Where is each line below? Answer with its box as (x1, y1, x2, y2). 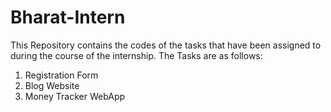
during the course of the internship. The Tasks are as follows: (10, 49, 263, 61)
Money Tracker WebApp (24, 90, 126, 102)
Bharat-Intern (10, 6, 126, 29)
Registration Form (24, 69, 99, 81)
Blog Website (24, 79, 80, 91)
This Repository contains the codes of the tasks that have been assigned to (10, 39, 322, 51)
